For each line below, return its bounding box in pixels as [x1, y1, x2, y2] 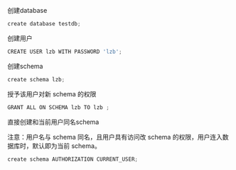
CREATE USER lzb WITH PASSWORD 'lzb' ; [7, 48, 122, 55]
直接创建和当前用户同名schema [7, 118, 100, 126]
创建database [7, 6, 48, 14]
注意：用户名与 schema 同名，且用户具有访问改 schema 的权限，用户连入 [7, 132, 222, 141]
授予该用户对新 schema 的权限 [7, 89, 97, 98]
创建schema [7, 62, 43, 70]
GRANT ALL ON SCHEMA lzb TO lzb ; [7, 103, 110, 111]
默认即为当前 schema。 [31, 141, 101, 150]
